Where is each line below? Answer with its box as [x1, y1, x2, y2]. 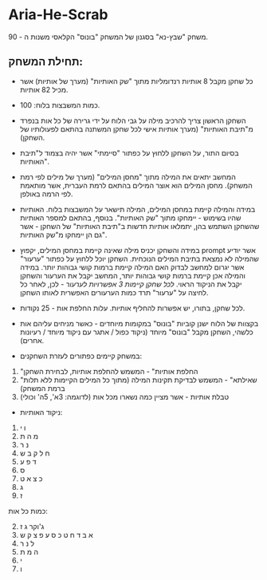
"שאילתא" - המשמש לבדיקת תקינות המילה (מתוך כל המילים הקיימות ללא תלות [19, 375, 257, 385]
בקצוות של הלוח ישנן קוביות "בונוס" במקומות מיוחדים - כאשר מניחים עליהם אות [19, 318, 259, 328]
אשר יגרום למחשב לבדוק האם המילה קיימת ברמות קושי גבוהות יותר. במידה [19, 262, 245, 272]
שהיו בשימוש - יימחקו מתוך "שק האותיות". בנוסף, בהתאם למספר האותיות [19, 213, 241, 223]
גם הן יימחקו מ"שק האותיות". [19, 230, 108, 239]
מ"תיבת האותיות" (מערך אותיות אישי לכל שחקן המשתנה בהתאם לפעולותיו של [19, 124, 253, 133]
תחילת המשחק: [8, 55, 84, 69]
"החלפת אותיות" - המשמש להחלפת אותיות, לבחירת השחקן [19, 366, 198, 376]
